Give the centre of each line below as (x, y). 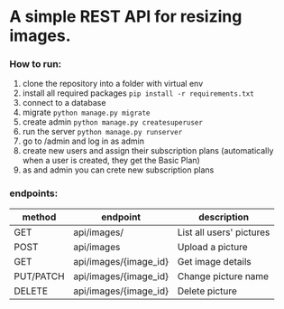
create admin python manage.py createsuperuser (112, 122)
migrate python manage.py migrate (86, 112)
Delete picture (207, 291)
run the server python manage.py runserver (102, 132)
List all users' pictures (224, 232)
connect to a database (64, 103)
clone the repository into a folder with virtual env (113, 84)
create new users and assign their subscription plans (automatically (148, 151)
